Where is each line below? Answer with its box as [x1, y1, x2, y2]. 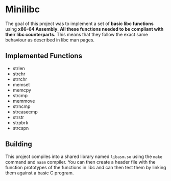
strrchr [12, 76, 27, 82]
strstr [12, 114, 25, 120]
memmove [12, 98, 35, 104]
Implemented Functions [5, 52, 83, 60]
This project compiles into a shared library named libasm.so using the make [5, 153, 162, 160]
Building [5, 140, 32, 149]
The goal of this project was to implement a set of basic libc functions [5, 20, 154, 27]
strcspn [12, 125, 29, 131]
